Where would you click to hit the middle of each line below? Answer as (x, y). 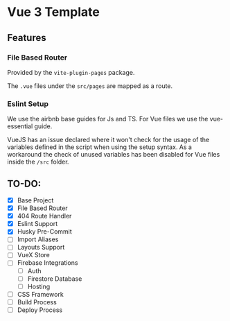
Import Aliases (38, 239)
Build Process (37, 302)
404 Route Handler (44, 216)
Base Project (35, 200)
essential (20, 126)
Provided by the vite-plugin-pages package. (71, 72)
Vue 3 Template (54, 12)
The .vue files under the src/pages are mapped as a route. (90, 86)
